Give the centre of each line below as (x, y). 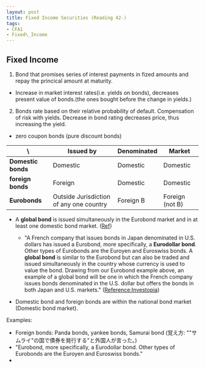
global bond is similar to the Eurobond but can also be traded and (107, 257)
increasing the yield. (41, 124)
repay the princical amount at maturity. (64, 81)
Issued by (82, 151)
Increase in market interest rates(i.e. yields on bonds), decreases (97, 92)
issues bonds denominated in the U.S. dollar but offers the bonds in (109, 283)
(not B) (173, 204)
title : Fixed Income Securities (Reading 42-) (67, 18)
